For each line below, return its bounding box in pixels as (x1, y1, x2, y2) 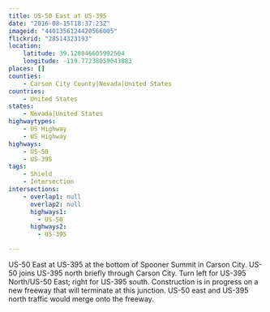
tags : (8, 163, 27, 171)
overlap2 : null (29, 200, 82, 208)
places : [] (8, 65, 45, 73)
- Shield (23, 170, 53, 178)
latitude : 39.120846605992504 (23, 49, 126, 58)
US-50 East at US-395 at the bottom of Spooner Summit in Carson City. (8, 260, 247, 269)
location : (8, 42, 42, 50)
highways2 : (29, 223, 67, 231)
